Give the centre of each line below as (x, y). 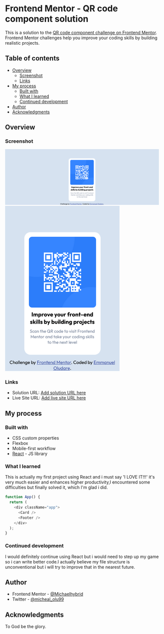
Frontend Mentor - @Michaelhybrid (48, 594)
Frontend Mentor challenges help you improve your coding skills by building (81, 38)
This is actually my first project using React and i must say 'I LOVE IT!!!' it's (80, 477)
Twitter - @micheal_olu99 (38, 599)
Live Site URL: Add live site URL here (49, 398)
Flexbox (20, 443)
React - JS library (30, 454)
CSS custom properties (36, 438)
